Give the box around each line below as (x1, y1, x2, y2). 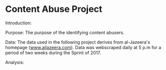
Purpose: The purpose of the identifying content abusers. (5, 29, 125, 35)
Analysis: (5, 59, 24, 65)
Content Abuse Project (5, 3, 103, 15)
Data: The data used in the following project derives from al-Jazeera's (5, 39, 150, 45)
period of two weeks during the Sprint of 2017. (5, 50, 102, 56)
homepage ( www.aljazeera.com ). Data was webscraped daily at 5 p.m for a (5, 44, 161, 50)
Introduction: (5, 20, 32, 26)
